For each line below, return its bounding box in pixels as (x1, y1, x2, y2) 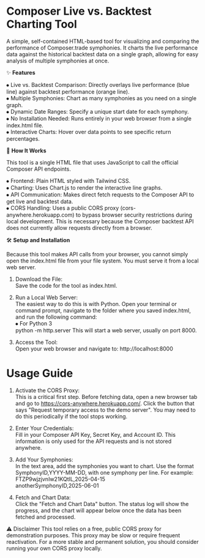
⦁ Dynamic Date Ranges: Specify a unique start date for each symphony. (6, 108, 189, 115)
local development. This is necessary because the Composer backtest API (6, 217, 194, 225)
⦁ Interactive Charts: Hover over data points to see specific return (6, 128, 171, 135)
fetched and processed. (15, 513, 76, 521)
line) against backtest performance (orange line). (6, 87, 130, 95)
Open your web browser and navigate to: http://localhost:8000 (15, 344, 173, 352)
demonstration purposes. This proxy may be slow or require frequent (6, 531, 181, 539)
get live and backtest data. (6, 198, 73, 205)
